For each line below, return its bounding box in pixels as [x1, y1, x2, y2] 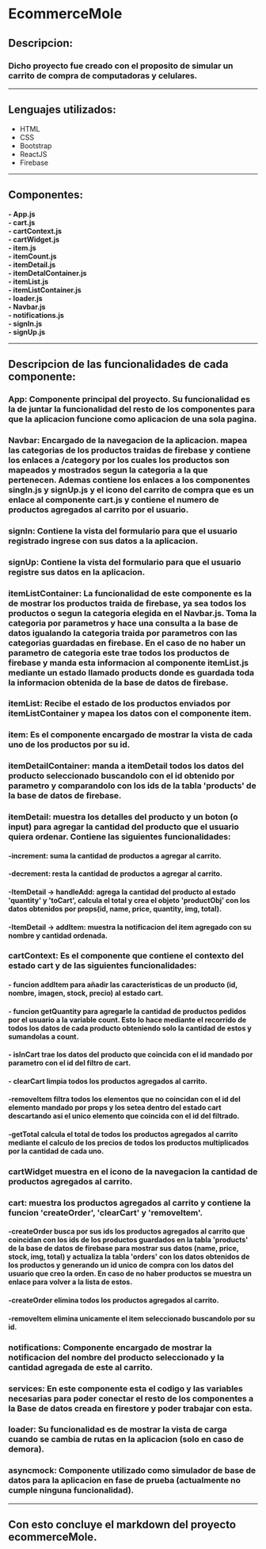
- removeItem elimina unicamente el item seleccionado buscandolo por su [8, 1314, 256, 1323]
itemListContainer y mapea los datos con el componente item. [8, 708, 252, 719]
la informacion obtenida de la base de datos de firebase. [8, 677, 229, 688]
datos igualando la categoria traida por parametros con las [8, 627, 237, 638]
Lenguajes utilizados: [8, 103, 116, 117]
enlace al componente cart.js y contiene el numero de [8, 494, 219, 505]
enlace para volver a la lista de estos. [8, 1277, 133, 1287]
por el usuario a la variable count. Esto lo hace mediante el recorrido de [8, 1015, 247, 1024]
